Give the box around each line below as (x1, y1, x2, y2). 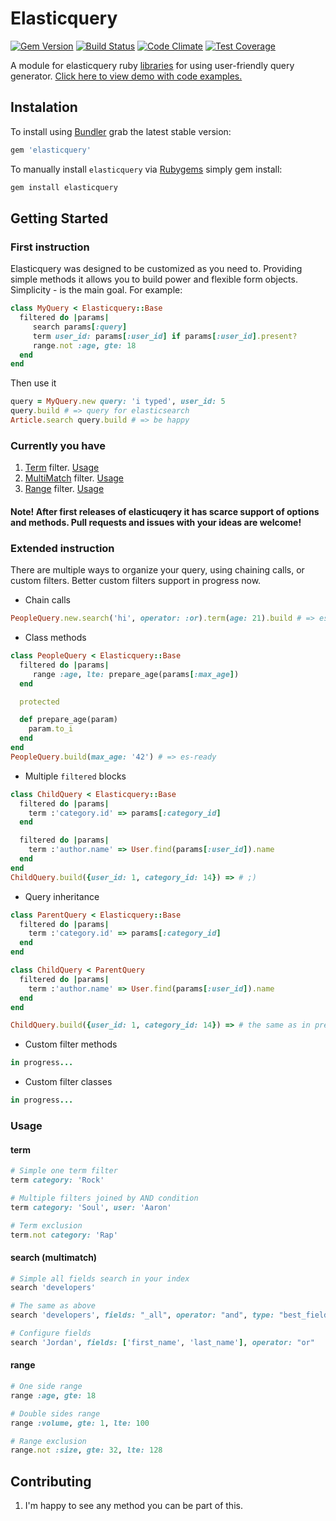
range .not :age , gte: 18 (32, 340, 137, 351)
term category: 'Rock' (10, 1175, 105, 1185)
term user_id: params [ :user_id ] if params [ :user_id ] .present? (32, 331, 298, 341)
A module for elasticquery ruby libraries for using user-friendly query (10, 59, 295, 71)
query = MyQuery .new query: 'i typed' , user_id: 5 (10, 397, 226, 407)
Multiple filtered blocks (24, 770, 127, 782)
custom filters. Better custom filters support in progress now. (10, 575, 262, 587)
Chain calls (24, 594, 71, 606)
